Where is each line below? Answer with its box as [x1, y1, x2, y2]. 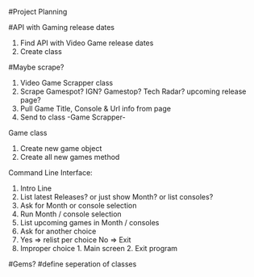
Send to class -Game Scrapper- [19, 112, 127, 122]
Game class [8, 128, 48, 137]
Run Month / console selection [19, 209, 123, 219]
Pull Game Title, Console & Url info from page [19, 104, 172, 113]
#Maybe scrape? [8, 62, 65, 72]
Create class [19, 47, 62, 56]
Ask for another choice [19, 226, 97, 236]
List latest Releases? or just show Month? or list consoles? [19, 192, 214, 201]
